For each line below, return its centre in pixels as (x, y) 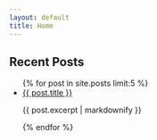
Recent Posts (47, 62)
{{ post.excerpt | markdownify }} (82, 110)
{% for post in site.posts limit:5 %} (85, 83)
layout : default (39, 17)
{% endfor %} (48, 128)
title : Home (31, 26)
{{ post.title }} (47, 93)
